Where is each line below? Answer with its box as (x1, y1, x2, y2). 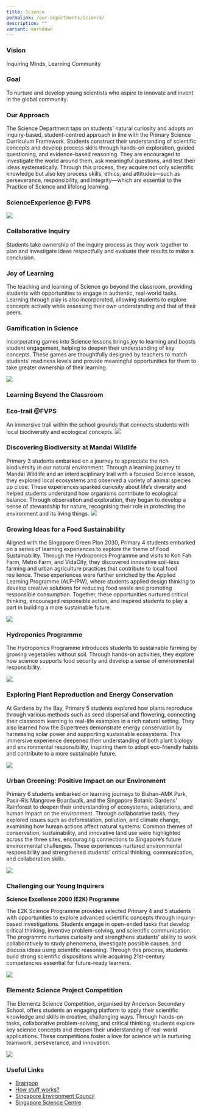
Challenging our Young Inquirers (6, 881, 105, 890)
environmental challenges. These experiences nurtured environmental (6, 842, 183, 850)
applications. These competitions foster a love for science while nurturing (6, 1032, 191, 1039)
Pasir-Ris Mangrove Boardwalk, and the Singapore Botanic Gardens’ (6, 797, 178, 804)
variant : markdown (6, 26, 53, 32)
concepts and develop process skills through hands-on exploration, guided (6, 144, 195, 151)
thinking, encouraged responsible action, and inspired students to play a (6, 598, 188, 605)
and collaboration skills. (6, 855, 66, 862)
